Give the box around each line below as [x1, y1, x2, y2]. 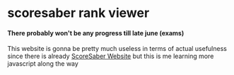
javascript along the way [7, 59, 79, 68]
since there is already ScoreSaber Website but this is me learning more [7, 52, 214, 61]
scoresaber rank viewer [7, 5, 150, 21]
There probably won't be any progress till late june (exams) [7, 28, 185, 37]
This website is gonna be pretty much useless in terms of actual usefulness [7, 45, 228, 53]
